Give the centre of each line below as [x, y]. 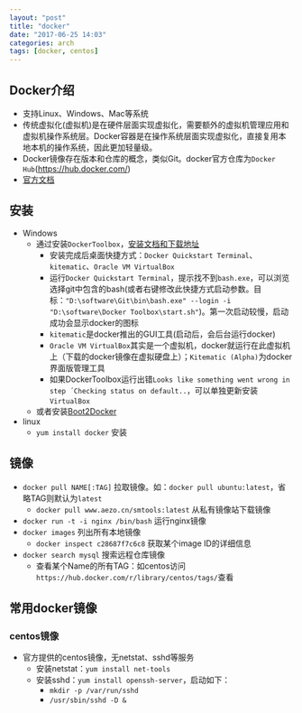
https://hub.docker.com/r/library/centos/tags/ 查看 [135, 577]
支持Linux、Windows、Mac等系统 [85, 113]
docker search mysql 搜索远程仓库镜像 [93, 554]
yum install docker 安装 [82, 432]
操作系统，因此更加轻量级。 [105, 147]
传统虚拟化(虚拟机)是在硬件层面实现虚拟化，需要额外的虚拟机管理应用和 [156, 125]
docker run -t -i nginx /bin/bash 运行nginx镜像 [114, 521]
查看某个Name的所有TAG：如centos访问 [111, 566]
